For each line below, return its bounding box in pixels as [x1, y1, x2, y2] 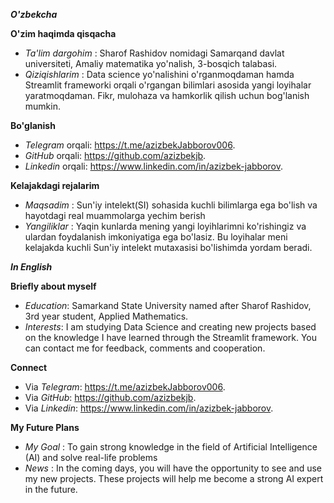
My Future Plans [10, 422, 80, 433]
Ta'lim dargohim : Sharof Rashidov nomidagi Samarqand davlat [24, 47, 285, 59]
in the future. [24, 484, 78, 495]
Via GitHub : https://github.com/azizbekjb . [24, 392, 197, 403]
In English [10, 261, 53, 273]
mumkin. [24, 100, 61, 112]
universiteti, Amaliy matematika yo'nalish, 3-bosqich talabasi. [24, 58, 278, 69]
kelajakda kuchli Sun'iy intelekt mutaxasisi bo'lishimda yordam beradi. [24, 242, 313, 253]
